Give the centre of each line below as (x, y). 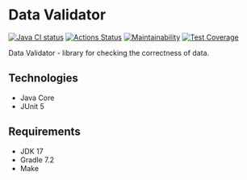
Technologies (44, 78)
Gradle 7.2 (37, 160)
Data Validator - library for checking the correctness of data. (109, 52)
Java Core (37, 98)
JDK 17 (31, 151)
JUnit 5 (32, 106)
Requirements (44, 132)
